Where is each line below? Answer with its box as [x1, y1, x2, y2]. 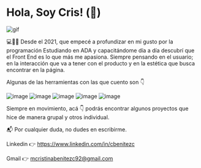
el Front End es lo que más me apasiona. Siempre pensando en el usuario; [6, 53, 194, 60]
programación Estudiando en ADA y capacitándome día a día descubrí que [6, 46, 195, 54]
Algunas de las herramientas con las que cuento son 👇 [6, 78, 145, 86]
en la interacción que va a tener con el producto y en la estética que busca [6, 59, 195, 67]
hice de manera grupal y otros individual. [6, 113, 110, 121]
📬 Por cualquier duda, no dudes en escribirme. [6, 125, 127, 133]
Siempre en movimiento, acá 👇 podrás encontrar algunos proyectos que [6, 104, 189, 112]
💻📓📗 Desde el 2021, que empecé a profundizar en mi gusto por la [6, 38, 173, 45]
